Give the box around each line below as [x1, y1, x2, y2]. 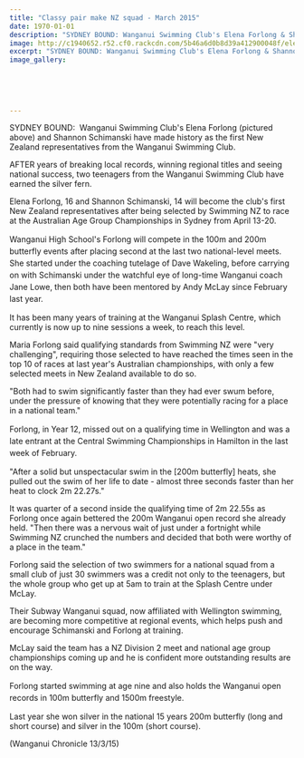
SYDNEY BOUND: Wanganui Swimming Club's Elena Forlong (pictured [9, 122, 273, 133]
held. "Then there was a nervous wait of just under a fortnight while [9, 522, 261, 533]
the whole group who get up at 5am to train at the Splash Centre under [9, 578, 273, 589]
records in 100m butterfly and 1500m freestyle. [9, 693, 185, 704]
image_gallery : [9, 55, 67, 64]
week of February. [9, 448, 78, 459]
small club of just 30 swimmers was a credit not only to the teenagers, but [9, 568, 286, 580]
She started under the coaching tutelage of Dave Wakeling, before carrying [9, 258, 290, 268]
